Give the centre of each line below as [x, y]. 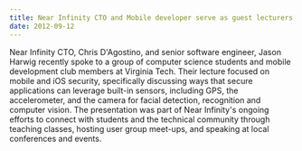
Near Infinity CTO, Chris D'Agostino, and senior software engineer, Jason [146, 52]
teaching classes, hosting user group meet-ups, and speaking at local [139, 128]
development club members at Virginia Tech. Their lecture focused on [140, 71]
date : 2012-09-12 [42, 26]
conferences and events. [56, 138]
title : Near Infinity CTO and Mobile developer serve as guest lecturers [151, 18]
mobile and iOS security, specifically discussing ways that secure [131, 80]
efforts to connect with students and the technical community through [140, 119]
